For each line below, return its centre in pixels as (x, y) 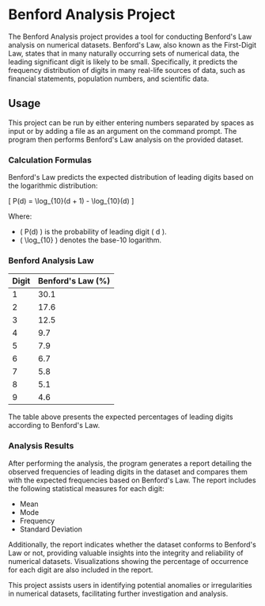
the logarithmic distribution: (53, 186)
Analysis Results (41, 446)
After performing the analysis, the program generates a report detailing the (130, 463)
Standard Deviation (51, 529)
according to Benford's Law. (54, 425)
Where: (20, 216)
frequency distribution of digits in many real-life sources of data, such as (127, 70)
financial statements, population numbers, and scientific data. (109, 78)
